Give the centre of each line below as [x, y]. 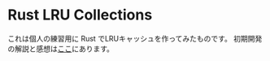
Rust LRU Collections [80, 15]
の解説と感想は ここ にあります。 [61, 48]
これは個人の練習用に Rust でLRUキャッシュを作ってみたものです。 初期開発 [135, 38]
